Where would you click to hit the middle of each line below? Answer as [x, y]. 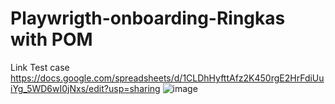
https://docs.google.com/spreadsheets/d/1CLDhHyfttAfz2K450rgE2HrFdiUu [167, 78]
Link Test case [40, 67]
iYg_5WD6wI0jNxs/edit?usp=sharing [85, 88]
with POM [51, 39]
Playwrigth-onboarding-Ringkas [148, 18]
